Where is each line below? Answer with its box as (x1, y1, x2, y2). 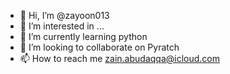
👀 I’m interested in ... (19, 20, 105, 32)
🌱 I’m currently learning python (19, 31, 148, 42)
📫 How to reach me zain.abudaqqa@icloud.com (19, 53, 220, 64)
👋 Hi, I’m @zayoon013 (19, 10, 110, 21)
